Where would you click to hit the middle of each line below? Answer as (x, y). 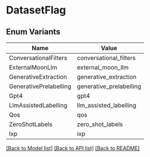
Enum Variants (33, 32)
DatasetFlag (36, 10)
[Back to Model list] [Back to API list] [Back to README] (73, 148)
